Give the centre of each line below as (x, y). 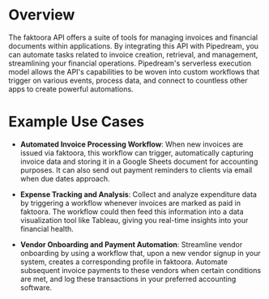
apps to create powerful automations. (71, 89)
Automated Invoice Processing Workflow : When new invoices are (132, 144)
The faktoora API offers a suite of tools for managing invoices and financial (133, 37)
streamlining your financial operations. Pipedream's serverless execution (130, 63)
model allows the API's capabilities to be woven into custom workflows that (134, 71)
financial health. (47, 229)
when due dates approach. (65, 178)
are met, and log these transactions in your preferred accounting (128, 279)
